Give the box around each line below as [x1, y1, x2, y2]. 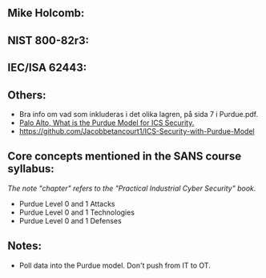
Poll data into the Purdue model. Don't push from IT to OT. [18, 260, 212, 270]
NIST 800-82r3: [7, 34, 90, 47]
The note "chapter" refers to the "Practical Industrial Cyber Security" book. [7, 183, 256, 193]
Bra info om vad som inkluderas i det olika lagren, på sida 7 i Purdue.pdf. [18, 109, 258, 119]
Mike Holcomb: [7, 6, 85, 20]
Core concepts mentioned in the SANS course [7, 150, 242, 163]
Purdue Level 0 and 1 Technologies [18, 207, 135, 217]
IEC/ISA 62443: [7, 61, 87, 75]
